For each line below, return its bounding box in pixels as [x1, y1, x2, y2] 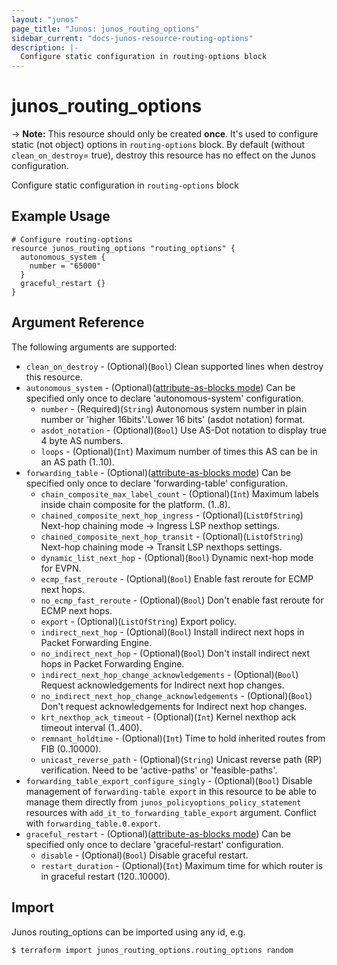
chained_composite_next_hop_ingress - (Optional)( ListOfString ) [40, 509, 304, 521]
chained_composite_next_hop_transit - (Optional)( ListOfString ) [40, 530, 304, 542]
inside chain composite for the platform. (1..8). [40, 498, 231, 510]
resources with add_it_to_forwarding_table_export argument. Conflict [25, 806, 317, 818]
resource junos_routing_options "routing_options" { [11, 243, 236, 253]
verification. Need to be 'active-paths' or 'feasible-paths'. [40, 764, 278, 776]
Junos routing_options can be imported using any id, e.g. [11, 926, 246, 938]
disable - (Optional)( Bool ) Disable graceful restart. [40, 849, 249, 861]
